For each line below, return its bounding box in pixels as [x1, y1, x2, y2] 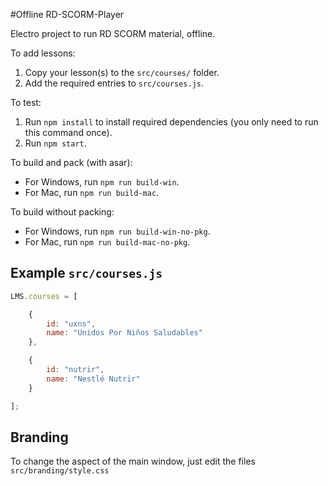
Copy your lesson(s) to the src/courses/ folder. [24, 67, 220, 78]
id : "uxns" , [46, 319, 97, 329]
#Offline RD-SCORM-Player [10, 9, 125, 20]
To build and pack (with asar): [10, 157, 133, 168]
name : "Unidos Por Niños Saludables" [46, 328, 203, 338]
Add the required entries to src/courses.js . [24, 77, 205, 89]
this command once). [24, 127, 113, 138]
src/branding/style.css [10, 466, 110, 476]
